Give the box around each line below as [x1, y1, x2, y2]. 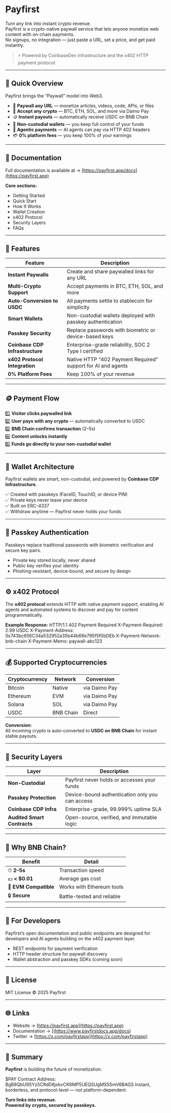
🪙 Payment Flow [5, 394, 60, 403]
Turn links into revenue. [5, 1097, 57, 1103]
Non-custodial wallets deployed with [67, 312, 155, 319]
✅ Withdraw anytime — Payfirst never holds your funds [5, 509, 121, 514]
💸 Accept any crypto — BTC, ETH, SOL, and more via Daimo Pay [12, 108, 149, 114]
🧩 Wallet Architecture [5, 462, 75, 471]
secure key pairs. [5, 547, 42, 553]
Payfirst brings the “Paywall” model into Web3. [5, 93, 103, 99]
